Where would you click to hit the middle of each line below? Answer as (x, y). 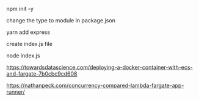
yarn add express (28, 32)
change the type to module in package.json (61, 20)
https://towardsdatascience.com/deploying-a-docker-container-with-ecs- (100, 67)
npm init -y (20, 9)
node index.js (23, 56)
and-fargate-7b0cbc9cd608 (42, 74)
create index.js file (30, 44)
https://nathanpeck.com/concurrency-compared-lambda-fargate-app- (95, 85)
